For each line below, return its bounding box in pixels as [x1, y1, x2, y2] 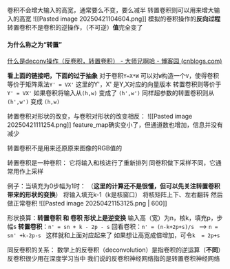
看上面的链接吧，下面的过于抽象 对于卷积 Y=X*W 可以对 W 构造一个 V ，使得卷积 [7, 72, 220, 80]
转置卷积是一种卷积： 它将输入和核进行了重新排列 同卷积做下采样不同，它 [7, 159, 216, 167]
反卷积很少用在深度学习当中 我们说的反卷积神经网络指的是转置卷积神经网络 [7, 255, 220, 263]
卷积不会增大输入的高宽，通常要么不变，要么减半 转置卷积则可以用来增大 [7, 6, 214, 14]
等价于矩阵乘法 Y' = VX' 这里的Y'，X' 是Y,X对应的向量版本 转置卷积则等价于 [7, 80, 222, 88]
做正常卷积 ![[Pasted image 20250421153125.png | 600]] [7, 199, 167, 208]
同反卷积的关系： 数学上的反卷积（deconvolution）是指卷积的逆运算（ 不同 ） [7, 246, 224, 254]
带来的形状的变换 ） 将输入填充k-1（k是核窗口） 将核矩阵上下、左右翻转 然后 [7, 190, 223, 199]
